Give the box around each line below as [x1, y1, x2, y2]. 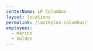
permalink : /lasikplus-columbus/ [6, 19, 88, 25]
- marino [11, 30, 33, 36]
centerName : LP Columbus [6, 8, 67, 15]
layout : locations [6, 14, 51, 20]
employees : [6, 25, 33, 31]
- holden [11, 36, 33, 42]
